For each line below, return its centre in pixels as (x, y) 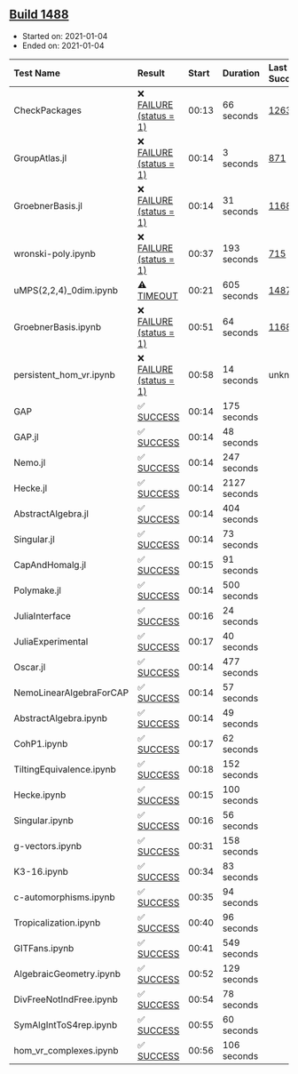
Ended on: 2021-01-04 (63, 45)
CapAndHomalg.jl (50, 565)
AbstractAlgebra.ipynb (61, 717)
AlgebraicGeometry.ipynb (67, 974)
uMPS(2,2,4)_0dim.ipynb (66, 290)
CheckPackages (48, 110)
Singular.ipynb (43, 820)
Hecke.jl (31, 488)
